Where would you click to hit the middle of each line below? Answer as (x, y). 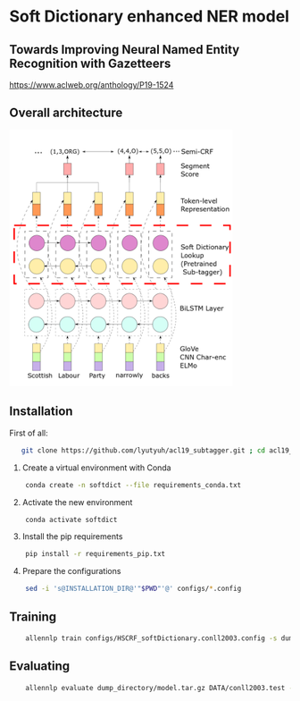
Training (33, 617)
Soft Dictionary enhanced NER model (150, 17)
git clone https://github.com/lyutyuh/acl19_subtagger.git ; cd (143, 450)
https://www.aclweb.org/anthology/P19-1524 (92, 85)
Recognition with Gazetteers (90, 63)
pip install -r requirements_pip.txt (96, 554)
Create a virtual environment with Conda (96, 468)
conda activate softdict (71, 519)
